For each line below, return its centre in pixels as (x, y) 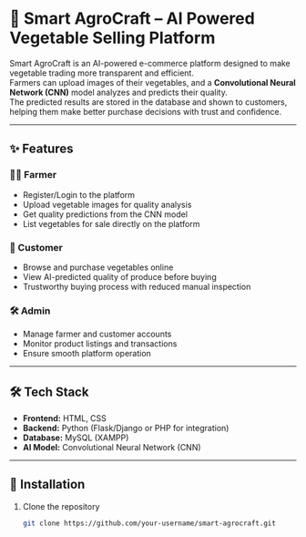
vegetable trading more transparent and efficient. (102, 73)
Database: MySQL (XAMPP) (76, 438)
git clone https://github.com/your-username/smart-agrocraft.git (149, 523)
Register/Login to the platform (78, 194)
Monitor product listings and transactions (100, 344)
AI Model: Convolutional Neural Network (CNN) (112, 448)
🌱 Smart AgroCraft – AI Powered (132, 19)
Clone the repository (61, 506)
